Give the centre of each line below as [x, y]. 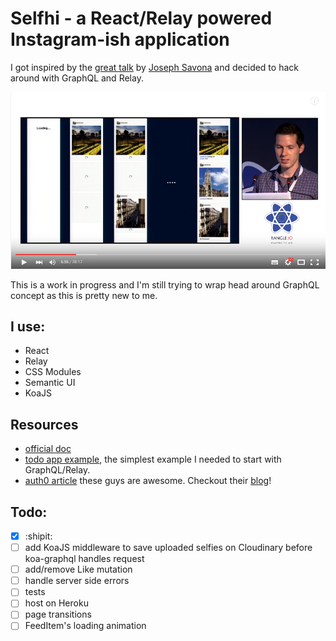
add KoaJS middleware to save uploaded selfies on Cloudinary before [168, 548]
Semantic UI [50, 383]
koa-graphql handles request [84, 559]
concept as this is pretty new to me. [84, 295]
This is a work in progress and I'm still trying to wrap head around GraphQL [165, 284]
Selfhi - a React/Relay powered [141, 18]
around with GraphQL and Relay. [77, 78]
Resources [44, 424]
